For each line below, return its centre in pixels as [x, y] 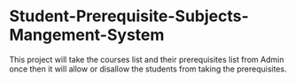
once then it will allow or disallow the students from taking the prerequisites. [148, 69]
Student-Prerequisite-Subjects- [129, 16]
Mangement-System [87, 35]
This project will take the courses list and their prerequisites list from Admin [147, 59]
